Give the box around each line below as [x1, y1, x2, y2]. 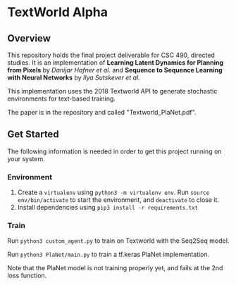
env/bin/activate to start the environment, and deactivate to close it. [17, 196, 220, 204]
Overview [7, 32, 51, 44]
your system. [7, 154, 46, 163]
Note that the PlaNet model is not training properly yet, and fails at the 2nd [7, 264, 223, 272]
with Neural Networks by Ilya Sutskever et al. [7, 73, 141, 82]
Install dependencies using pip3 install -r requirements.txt [17, 203, 199, 212]
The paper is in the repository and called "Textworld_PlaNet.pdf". [7, 108, 197, 116]
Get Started [7, 128, 59, 141]
